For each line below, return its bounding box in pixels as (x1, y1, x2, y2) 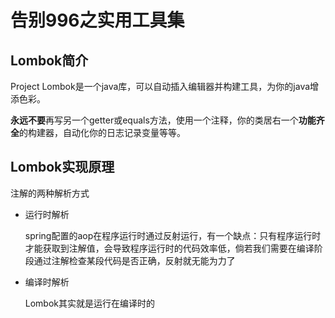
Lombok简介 (10, 52, 89, 69)
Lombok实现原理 (10, 159, 115, 176)
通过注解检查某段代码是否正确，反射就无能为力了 (33, 254, 236, 266)
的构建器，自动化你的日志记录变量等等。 (19, 127, 186, 138)
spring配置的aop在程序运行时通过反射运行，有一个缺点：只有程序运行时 (24, 229, 322, 241)
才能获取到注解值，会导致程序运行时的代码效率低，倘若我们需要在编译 (24, 242, 315, 254)
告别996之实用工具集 (10, 9, 185, 32)
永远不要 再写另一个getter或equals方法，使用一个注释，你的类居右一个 (10, 114, 299, 126)
